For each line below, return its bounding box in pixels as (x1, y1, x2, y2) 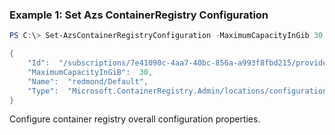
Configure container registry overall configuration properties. (9, 113, 261, 125)
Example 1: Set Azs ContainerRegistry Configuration (9, 8, 269, 22)
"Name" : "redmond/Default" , (27, 76, 149, 87)
